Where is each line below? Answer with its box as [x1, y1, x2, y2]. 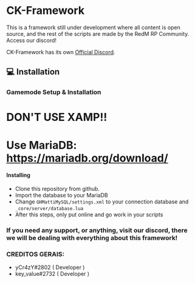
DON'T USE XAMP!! [6, 111, 108, 124]
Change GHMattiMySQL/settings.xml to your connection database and [15, 198, 189, 205]
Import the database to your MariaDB [15, 191, 108, 199]
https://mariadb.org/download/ [6, 151, 168, 165]
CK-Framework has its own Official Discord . [6, 48, 115, 55]
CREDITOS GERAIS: [6, 250, 65, 258]
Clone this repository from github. [15, 185, 100, 192]
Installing [6, 171, 30, 179]
